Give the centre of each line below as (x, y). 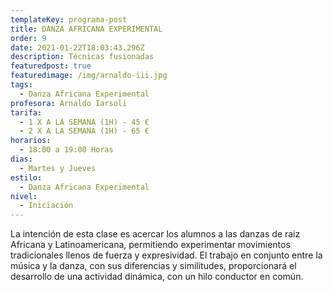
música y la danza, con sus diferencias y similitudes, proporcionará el (153, 266)
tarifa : (26, 112)
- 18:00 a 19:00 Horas (66, 150)
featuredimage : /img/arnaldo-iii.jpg (89, 76)
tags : (21, 85)
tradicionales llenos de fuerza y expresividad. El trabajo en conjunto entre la (166, 255)
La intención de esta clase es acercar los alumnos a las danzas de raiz (155, 234)
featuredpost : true (51, 66)
